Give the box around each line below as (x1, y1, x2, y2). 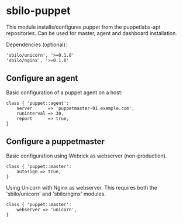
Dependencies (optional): (6, 41, 67, 48)
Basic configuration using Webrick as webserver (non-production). (6, 152, 167, 159)
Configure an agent (6, 73, 78, 83)
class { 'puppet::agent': (6, 100, 69, 106)
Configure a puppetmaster (6, 136, 105, 147)
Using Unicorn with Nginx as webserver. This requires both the (6, 184, 158, 191)
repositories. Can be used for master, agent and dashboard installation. (6, 29, 177, 36)
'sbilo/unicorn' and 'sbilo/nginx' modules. (6, 190, 106, 197)
